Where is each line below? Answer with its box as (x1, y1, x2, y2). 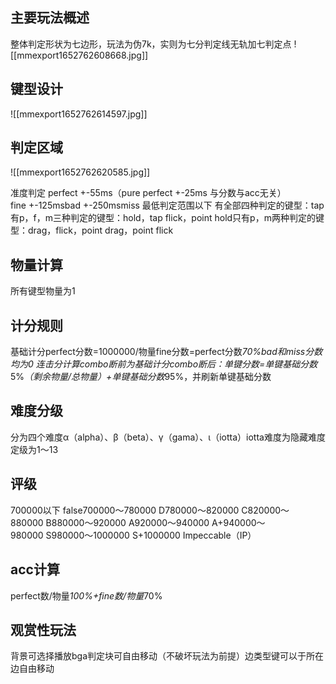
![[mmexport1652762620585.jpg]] (10, 166, 151, 178)
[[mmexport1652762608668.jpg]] (10, 49, 149, 61)
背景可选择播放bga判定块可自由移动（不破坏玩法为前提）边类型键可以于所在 (10, 650, 325, 662)
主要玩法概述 (10, 9, 90, 27)
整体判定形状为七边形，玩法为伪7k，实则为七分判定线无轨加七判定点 (10, 38, 292, 50)
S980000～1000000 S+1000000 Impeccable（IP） (45, 529, 257, 541)
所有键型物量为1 (10, 285, 76, 297)
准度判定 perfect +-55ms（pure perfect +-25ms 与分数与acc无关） (10, 187, 287, 199)
